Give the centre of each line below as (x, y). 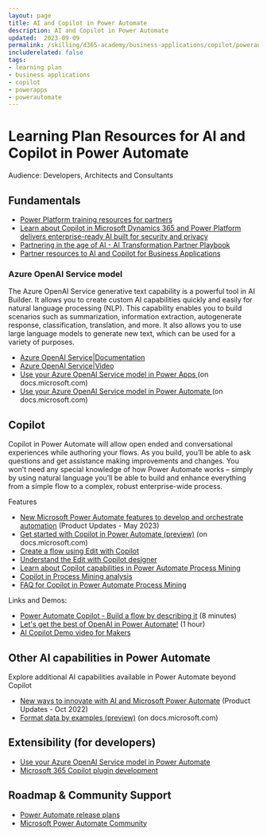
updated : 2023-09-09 (44, 38)
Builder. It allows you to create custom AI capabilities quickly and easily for (130, 300)
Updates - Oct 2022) (54, 709)
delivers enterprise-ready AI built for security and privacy (114, 236)
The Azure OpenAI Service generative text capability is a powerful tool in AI (132, 291)
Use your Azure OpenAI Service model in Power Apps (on (114, 374)
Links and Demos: (38, 600)
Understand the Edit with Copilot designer (88, 560)
